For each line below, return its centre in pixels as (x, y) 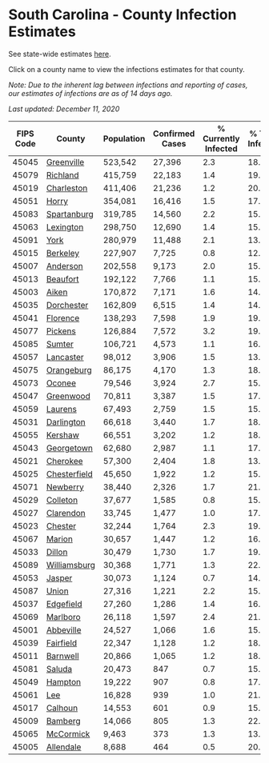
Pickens (61, 331)
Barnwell (62, 656)
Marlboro (64, 617)
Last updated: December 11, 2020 (64, 109)
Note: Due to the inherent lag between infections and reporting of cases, (128, 85)
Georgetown (70, 448)
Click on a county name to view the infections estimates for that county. (127, 69)
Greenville (65, 162)
